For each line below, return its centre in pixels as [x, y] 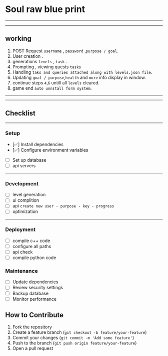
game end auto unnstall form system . [52, 88]
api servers [24, 165]
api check [22, 252]
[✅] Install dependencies [38, 144]
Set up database [29, 160]
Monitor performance [34, 299]
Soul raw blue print [45, 9]
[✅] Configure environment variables [50, 150]
